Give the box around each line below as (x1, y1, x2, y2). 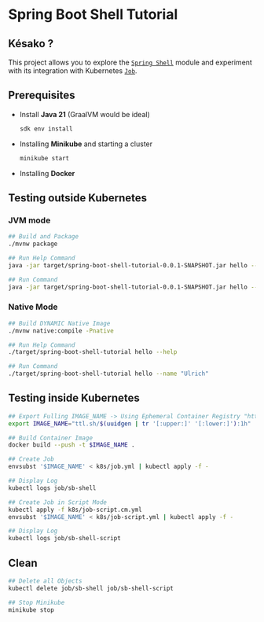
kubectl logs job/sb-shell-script (8, 535, 122, 543)
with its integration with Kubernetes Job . (8, 66, 137, 75)
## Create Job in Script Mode (8, 498, 108, 506)
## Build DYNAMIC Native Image (8, 319, 111, 327)
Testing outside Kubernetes (8, 191, 148, 204)
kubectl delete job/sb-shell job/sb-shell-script (8, 584, 174, 592)
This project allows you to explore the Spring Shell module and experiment (8, 57, 253, 67)
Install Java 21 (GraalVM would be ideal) (19, 109, 151, 119)
